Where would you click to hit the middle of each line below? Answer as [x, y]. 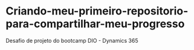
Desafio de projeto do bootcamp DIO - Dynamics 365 [72, 40]
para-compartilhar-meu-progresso [95, 24]
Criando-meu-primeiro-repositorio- [97, 11]
